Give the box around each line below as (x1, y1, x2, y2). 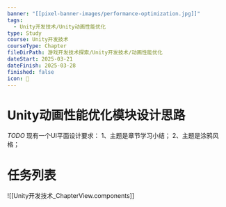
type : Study (7, 29, 42, 37)
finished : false (7, 68, 54, 75)
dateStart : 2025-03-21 (7, 56, 73, 63)
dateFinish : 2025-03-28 (7, 62, 76, 69)
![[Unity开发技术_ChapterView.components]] (7, 192, 135, 200)
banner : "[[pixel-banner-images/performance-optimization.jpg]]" (7, 10, 200, 17)
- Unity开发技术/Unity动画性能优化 (13, 23, 106, 30)
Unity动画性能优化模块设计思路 (7, 107, 186, 123)
